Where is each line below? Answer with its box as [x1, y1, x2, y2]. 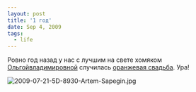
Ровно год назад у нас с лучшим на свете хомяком [7, 55, 163, 64]
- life [13, 37, 33, 44]
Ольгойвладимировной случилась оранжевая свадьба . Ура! [7, 63, 190, 72]
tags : [7, 29, 23, 37]
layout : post [7, 10, 46, 18]
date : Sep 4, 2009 [7, 23, 62, 30]
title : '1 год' [7, 17, 52, 24]
